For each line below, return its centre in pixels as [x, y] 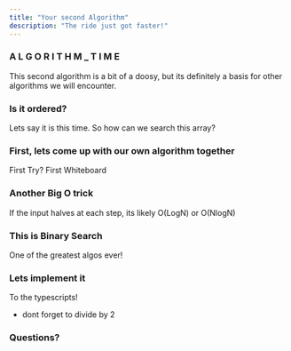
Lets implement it [47, 278]
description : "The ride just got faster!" [89, 26]
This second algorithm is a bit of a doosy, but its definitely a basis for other [146, 76]
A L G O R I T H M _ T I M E [64, 57]
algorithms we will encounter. [63, 85]
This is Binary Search [56, 235]
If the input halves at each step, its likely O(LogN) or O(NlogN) [122, 212]
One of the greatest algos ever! [66, 255]
